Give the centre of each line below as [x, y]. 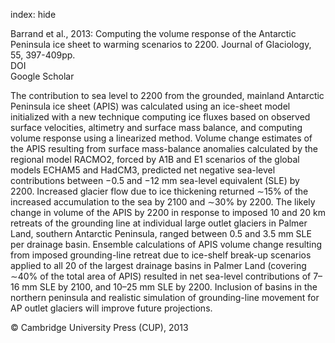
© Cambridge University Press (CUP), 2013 [99, 327]
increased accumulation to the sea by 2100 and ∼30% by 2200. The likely [163, 202]
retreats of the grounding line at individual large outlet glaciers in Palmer [159, 223]
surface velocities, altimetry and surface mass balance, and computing [156, 127]
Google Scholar [42, 76]
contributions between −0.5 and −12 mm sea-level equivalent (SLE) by [155, 180]
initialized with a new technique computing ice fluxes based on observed [160, 117]
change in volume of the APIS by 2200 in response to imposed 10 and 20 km [168, 212]
